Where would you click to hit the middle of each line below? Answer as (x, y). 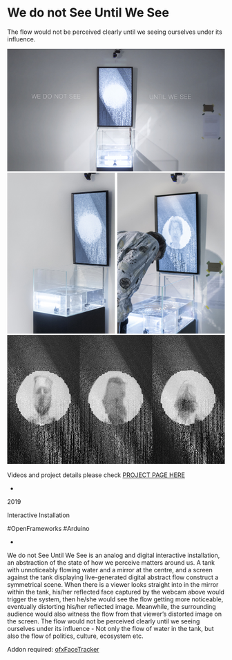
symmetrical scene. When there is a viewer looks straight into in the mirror (113, 585)
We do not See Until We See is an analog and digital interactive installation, (114, 555)
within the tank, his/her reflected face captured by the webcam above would (116, 592)
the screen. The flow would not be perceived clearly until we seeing (104, 621)
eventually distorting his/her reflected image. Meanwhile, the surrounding (112, 607)
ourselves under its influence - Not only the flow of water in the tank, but (110, 629)
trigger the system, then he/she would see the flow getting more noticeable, (115, 599)
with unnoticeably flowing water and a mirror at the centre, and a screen (110, 570)
